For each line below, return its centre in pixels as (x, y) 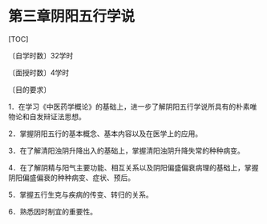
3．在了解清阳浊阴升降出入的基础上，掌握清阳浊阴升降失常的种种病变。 (126, 150)
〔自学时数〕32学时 (41, 55)
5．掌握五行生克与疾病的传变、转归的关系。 (81, 194)
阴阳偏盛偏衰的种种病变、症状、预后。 (71, 178)
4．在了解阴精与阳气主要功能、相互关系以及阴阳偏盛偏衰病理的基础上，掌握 (133, 167)
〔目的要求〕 (29, 90)
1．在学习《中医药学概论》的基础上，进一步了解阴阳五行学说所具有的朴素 (129, 106)
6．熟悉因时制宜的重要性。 (53, 211)
